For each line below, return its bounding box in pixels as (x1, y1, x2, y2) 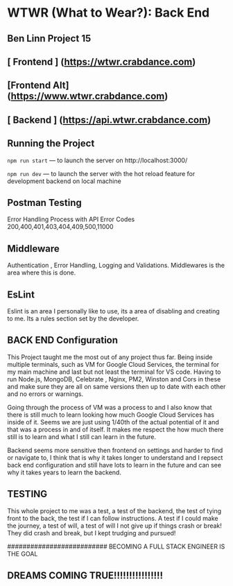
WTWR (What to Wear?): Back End (7, 5, 210, 21)
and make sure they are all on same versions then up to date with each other (7, 382, 226, 390)
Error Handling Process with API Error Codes (7, 215, 135, 223)
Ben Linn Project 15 (7, 33, 92, 44)
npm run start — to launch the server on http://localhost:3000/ (7, 156, 188, 164)
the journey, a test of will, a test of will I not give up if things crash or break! (7, 522, 222, 530)
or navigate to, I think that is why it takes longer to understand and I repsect (7, 453, 223, 462)
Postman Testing (7, 196, 82, 209)
